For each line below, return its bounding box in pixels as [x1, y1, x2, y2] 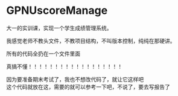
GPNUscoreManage [6, 4, 108, 18]
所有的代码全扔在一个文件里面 [6, 50, 80, 57]
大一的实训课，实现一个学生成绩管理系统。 [6, 24, 112, 31]
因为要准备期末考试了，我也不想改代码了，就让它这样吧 [6, 75, 144, 83]
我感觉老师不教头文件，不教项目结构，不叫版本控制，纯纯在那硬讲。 [6, 37, 176, 44]
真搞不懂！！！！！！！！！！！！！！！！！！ [6, 63, 122, 70]
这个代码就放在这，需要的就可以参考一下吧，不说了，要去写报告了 [6, 83, 170, 91]
